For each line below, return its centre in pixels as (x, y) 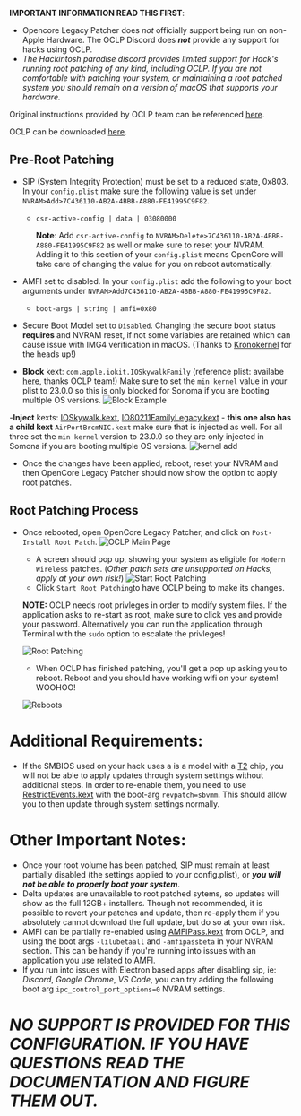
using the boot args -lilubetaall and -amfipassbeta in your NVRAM (148, 941)
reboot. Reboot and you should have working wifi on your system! (157, 678)
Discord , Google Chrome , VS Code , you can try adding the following (148, 979)
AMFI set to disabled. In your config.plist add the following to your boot (157, 281)
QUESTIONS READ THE (97, 1063)
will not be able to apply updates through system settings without (143, 775)
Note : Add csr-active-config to (95, 235)
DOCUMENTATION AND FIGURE (129, 1081)
